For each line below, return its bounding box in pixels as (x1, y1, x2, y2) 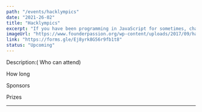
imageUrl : (6, 31, 31, 37)
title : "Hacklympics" (6, 20, 61, 26)
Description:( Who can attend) (6, 58, 81, 66)
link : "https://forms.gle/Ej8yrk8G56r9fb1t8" (6, 37, 122, 43)
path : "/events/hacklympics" (6, 8, 79, 15)
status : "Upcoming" (6, 43, 55, 49)
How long (6, 70, 30, 77)
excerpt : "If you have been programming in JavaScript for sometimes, (6, 25, 187, 32)
